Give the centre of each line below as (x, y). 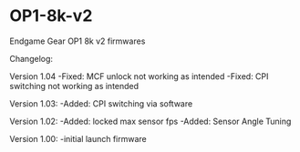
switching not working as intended (74, 86)
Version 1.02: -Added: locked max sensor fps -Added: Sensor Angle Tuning (150, 121)
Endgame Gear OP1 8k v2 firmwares (78, 41)
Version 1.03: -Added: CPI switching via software (101, 103)
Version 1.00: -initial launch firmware (78, 138)
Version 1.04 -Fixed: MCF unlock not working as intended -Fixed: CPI (139, 76)
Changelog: (31, 58)
